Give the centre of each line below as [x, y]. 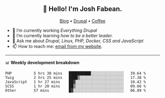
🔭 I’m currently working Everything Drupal [55, 30]
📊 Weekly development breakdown [42, 62]
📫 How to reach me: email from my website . [57, 46]
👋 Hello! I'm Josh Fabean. [82, 9]
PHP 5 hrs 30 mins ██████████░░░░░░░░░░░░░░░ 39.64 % [76, 73]
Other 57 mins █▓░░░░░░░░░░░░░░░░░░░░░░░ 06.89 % [76, 90]
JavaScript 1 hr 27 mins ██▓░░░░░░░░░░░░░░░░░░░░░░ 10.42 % [76, 82]
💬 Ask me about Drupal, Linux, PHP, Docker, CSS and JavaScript [78, 41]
